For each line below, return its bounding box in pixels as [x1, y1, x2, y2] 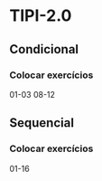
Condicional [9, 42, 79, 57]
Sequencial [9, 115, 75, 131]
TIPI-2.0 [9, 5, 72, 26]
